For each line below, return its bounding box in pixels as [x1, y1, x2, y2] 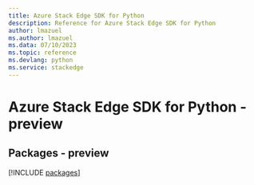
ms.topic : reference [8, 49, 77, 57]
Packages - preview [8, 147, 109, 160]
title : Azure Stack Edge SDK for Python [8, 11, 145, 20]
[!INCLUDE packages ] [8, 167, 81, 177]
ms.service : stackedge [8, 64, 84, 72]
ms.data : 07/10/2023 [8, 41, 77, 49]
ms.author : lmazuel [8, 33, 73, 42]
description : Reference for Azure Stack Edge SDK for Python [8, 19, 216, 27]
